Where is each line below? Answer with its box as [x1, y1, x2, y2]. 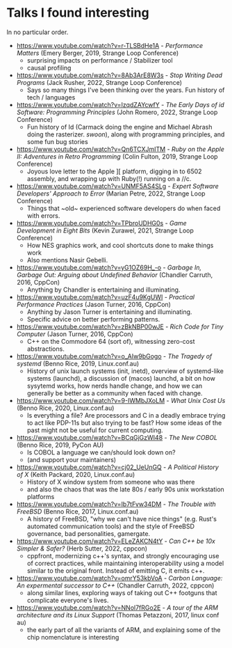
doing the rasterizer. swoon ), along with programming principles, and [26, 130, 225, 139]
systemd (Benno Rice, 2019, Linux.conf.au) [16, 359, 140, 368]
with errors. [26, 211, 60, 220]
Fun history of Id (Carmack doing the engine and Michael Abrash [26, 123, 213, 131]
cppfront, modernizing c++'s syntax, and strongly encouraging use [26, 551, 219, 560]
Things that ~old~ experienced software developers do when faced [26, 204, 221, 212]
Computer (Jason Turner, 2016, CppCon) [16, 329, 133, 338]
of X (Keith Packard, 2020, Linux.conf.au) [16, 470, 135, 478]
